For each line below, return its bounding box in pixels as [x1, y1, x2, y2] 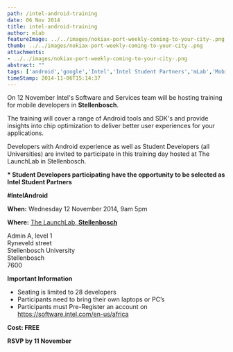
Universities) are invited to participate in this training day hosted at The [7, 150, 210, 158]
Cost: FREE [7, 324, 40, 332]
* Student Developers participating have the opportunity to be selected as [7, 170, 225, 179]
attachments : [7, 49, 45, 56]
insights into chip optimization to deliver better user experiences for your [7, 122, 215, 130]
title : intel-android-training [7, 23, 98, 30]
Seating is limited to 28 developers [17, 288, 116, 297]
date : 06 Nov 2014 [7, 17, 60, 24]
